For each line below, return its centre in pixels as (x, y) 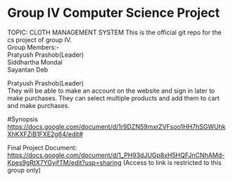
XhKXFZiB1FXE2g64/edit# (45, 134)
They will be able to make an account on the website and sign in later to (111, 90)
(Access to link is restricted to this (172, 162)
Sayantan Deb (28, 69)
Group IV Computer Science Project (114, 13)
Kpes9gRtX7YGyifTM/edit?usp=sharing (64, 162)
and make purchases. (39, 105)
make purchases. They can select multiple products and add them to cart (113, 98)
